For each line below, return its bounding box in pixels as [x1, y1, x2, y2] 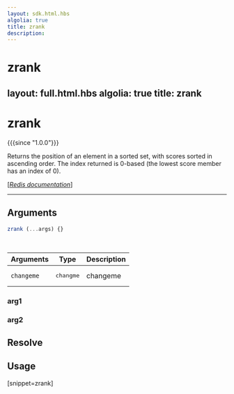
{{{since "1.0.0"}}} [7, 138, 59, 146]
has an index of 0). [7, 167, 61, 175]
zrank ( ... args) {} [7, 225, 64, 232]
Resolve [7, 336, 43, 349]
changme [55, 272, 80, 280]
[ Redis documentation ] [7, 180, 73, 188]
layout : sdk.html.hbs [7, 10, 70, 17]
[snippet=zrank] [7, 379, 54, 387]
